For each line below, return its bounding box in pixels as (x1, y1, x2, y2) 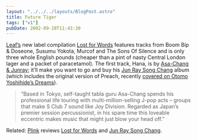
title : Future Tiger (6, 14, 58, 20)
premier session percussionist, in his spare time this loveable (20, 109, 170, 116)
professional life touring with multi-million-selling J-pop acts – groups (20, 97, 191, 104)
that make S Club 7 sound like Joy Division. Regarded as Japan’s (20, 103, 179, 110)
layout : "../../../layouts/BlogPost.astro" (6, 8, 116, 15)
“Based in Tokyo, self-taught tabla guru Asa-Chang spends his (20, 90, 174, 97)
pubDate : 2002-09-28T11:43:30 (6, 25, 81, 31)
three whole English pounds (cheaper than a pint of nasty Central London (6, 54, 186, 61)
